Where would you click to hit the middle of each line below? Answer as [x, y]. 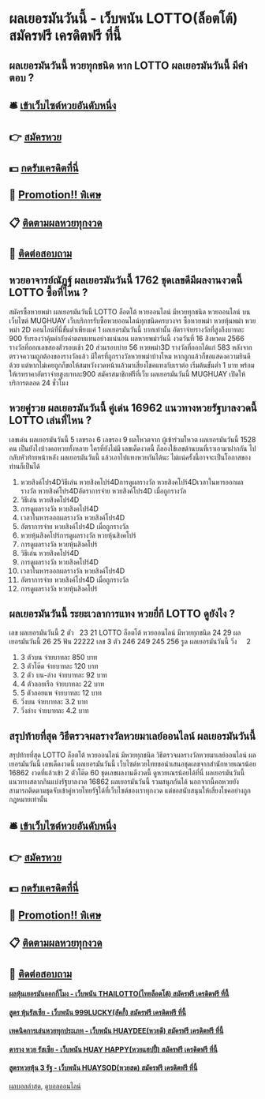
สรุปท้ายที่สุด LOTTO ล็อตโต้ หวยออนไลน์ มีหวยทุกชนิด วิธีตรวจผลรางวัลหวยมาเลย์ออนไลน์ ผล [132, 755]
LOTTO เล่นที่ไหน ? [50, 420]
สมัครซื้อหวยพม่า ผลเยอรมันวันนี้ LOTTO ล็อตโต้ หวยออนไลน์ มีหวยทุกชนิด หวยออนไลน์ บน [130, 311]
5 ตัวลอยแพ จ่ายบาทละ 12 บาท [61, 693]
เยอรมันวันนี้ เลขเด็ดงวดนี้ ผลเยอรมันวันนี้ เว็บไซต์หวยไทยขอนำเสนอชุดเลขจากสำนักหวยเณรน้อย [132, 764]
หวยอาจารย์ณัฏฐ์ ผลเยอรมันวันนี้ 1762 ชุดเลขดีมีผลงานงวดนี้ [126, 281]
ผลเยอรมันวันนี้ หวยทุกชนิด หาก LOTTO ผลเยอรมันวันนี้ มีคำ [128, 65]
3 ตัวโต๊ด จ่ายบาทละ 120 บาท [59, 666]
